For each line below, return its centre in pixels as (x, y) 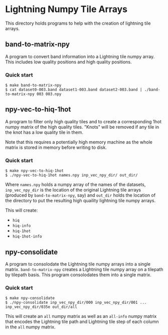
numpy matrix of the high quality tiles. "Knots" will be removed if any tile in (82, 127)
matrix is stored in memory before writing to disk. (56, 147)
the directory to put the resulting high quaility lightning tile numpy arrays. (80, 201)
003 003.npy (49, 94)
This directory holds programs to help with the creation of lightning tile (78, 23)
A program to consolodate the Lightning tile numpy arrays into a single (78, 264)
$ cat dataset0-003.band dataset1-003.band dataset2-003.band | (74, 90)
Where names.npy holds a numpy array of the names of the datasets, (75, 185)
